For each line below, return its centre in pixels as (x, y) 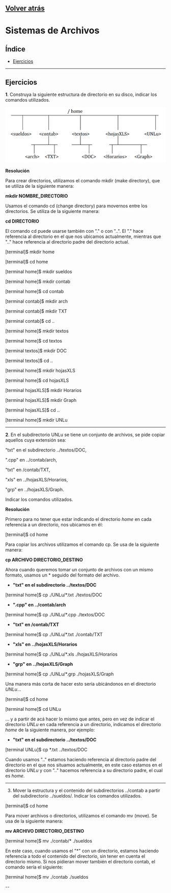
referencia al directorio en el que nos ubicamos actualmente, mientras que (83, 236)
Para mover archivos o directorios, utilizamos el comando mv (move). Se (81, 816)
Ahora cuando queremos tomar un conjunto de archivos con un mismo (79, 570)
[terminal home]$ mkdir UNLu (36, 420)
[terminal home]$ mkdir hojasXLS (40, 371)
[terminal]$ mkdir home (30, 252)
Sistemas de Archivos (52, 30)
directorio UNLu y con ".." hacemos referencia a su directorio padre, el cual (84, 770)
